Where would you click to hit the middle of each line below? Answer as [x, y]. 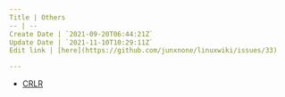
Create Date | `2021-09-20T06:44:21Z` [81, 34]
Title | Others [38, 17]
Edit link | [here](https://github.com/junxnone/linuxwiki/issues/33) [143, 51]
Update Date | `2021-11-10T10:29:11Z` [81, 42]
